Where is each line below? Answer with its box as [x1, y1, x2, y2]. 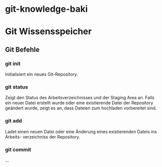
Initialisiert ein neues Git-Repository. [5, 71, 78, 77]
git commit [5, 146, 31, 153]
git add [5, 117, 22, 124]
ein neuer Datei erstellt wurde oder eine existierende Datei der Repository [5, 100, 153, 106]
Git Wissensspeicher [5, 26, 92, 37]
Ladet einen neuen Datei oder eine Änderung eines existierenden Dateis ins [5, 129, 157, 135]
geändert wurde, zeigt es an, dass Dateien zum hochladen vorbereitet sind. [5, 105, 157, 111]
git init [5, 60, 21, 67]
